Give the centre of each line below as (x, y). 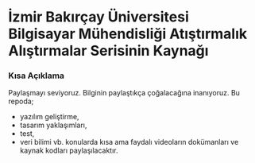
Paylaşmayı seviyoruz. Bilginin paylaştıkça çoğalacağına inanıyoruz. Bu (124, 93)
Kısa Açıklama (37, 76)
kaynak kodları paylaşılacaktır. (69, 150)
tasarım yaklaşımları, (53, 125)
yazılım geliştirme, (49, 117)
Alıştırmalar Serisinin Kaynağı (108, 51)
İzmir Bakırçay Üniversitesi (99, 17)
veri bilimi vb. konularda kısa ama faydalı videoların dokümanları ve (129, 142)
